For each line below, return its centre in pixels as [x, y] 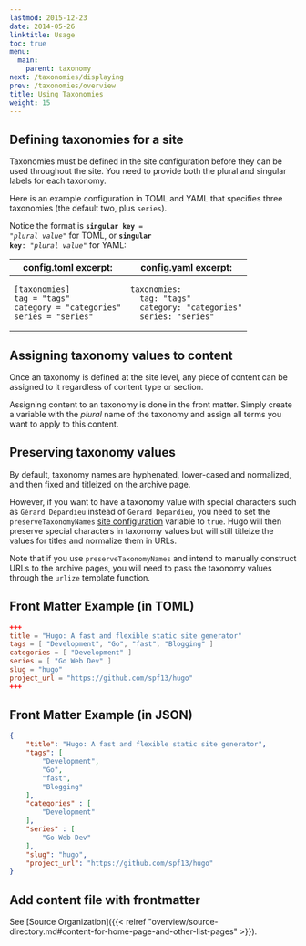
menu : [20, 52]
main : [28, 60]
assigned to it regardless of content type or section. [107, 387]
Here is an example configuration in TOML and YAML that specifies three [146, 199]
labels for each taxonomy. [58, 181]
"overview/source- [183, 922]
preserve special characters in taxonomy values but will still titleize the [142, 530]
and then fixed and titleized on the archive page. [100, 484]
